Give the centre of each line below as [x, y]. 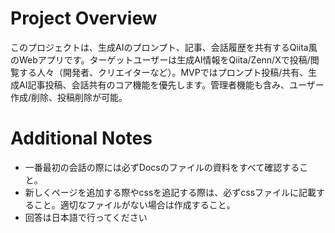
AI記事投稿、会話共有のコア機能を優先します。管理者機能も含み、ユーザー [171, 84]
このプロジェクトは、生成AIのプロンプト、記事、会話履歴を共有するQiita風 [164, 47]
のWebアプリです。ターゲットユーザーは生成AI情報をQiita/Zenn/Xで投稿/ [160, 59]
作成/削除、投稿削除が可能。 [69, 97]
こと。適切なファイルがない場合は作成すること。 [134, 204]
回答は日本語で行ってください [86, 217]
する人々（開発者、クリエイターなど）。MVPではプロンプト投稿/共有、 [163, 72]
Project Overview [84, 18]
